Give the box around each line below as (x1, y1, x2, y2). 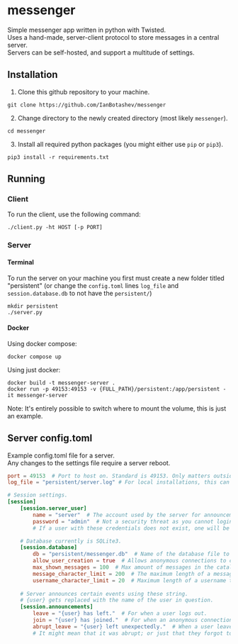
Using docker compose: (7, 339, 77, 348)
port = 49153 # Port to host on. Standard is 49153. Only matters (7, 472, 211, 479)
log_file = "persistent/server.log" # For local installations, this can (7, 479, 230, 486)
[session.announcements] (20, 604, 93, 611)
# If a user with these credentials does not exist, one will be (33, 524, 230, 532)
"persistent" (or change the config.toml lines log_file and (7, 281, 179, 289)
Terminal (7, 257, 34, 266)
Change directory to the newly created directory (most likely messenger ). (17, 113, 228, 122)
